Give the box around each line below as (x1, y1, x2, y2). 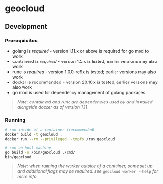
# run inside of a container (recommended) (5, 127, 95, 132)
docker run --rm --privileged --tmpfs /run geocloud (5, 136, 115, 142)
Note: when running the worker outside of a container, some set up (17, 163, 153, 169)
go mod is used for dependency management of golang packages (12, 89, 146, 95)
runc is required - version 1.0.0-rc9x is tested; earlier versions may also (12, 69, 156, 75)
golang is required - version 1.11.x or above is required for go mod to (12, 48, 149, 54)
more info (17, 174, 37, 180)
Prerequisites (5, 37, 38, 44)
